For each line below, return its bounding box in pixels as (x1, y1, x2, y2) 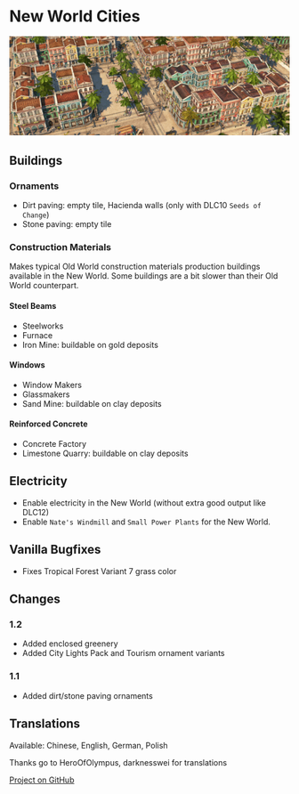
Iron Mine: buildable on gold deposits (21, 339, 158, 350)
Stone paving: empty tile (21, 219, 112, 230)
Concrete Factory (21, 439, 87, 450)
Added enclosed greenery (21, 638, 118, 649)
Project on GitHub (9, 774, 75, 785)
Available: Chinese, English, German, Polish (9, 740, 168, 750)
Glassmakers (21, 389, 70, 400)
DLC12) (21, 506, 49, 517)
